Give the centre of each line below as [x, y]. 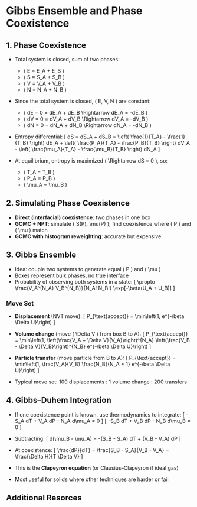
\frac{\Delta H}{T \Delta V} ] [49, 456]
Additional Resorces [44, 498]
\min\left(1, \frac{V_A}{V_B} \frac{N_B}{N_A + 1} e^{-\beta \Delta [92, 364]
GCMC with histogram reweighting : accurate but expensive [88, 236]
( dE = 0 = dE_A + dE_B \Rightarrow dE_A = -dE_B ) [86, 113]
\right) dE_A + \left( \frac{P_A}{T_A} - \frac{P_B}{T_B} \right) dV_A [110, 143]
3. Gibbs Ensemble [41, 255]
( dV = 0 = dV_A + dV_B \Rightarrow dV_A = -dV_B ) [86, 119]
